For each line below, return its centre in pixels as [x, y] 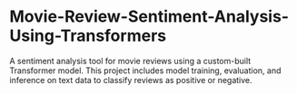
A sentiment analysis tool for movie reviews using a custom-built [130, 61]
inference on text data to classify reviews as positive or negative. [131, 80]
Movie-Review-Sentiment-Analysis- [149, 17]
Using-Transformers [88, 36]
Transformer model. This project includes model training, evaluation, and [145, 70]
